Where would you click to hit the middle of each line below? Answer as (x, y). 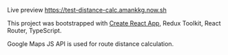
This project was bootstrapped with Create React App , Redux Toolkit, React (114, 23)
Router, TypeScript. (34, 31)
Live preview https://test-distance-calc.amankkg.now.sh (87, 10)
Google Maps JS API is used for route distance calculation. (91, 44)
